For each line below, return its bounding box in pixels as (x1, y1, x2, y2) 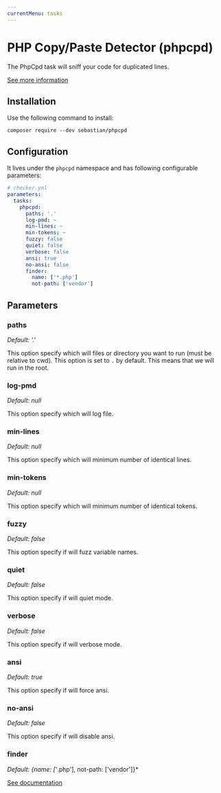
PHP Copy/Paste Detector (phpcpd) (7, 39, 213, 55)
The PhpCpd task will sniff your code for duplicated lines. (7, 63, 170, 71)
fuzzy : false (25, 236, 63, 243)
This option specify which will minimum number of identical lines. (7, 456, 192, 464)
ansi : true (25, 255, 57, 262)
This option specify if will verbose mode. (7, 640, 122, 648)
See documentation (7, 778, 63, 787)
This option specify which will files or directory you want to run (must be (7, 348, 212, 357)
